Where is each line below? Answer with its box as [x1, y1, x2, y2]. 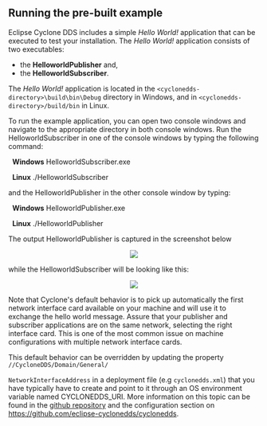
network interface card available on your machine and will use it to [8, 303, 227, 313]
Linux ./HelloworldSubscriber [11, 172, 109, 182]
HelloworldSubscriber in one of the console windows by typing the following [8, 133, 259, 143]
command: [8, 141, 44, 150]
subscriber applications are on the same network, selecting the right [8, 320, 233, 330]
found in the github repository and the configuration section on [8, 400, 215, 409]
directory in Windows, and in [103, 92, 198, 102]
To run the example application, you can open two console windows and [8, 115, 246, 126]
